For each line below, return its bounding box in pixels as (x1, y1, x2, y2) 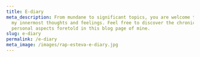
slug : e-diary (6, 31, 42, 37)
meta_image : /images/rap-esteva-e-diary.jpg (6, 42, 118, 48)
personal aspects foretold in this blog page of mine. (11, 25, 151, 31)
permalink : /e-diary (6, 36, 58, 42)
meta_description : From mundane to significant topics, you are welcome (6, 14, 190, 20)
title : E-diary (6, 8, 44, 15)
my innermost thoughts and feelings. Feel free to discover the (11, 20, 174, 26)
